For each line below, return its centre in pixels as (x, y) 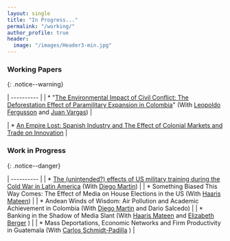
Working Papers (35, 69)
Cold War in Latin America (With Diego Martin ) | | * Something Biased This (112, 186)
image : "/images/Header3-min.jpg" (62, 45)
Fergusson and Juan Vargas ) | (50, 112)
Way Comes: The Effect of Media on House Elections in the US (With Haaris (114, 194)
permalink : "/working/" (41, 26)
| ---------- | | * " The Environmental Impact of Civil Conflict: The (98, 97)
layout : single (29, 13)
